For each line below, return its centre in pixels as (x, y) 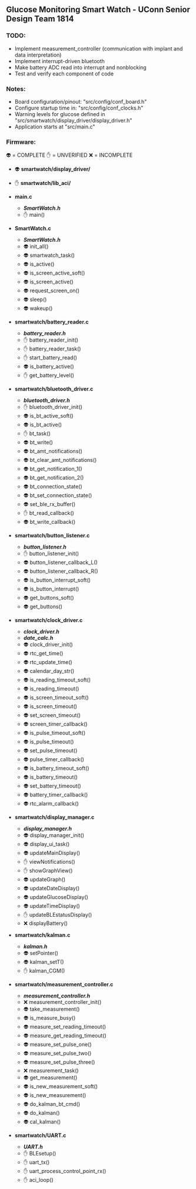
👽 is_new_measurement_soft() (61, 1086)
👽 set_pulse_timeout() (50, 751)
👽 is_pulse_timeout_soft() (54, 733)
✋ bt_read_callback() (49, 513)
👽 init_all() (36, 246)
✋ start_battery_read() (50, 358)
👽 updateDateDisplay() (52, 889)
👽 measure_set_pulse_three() (59, 1062)
